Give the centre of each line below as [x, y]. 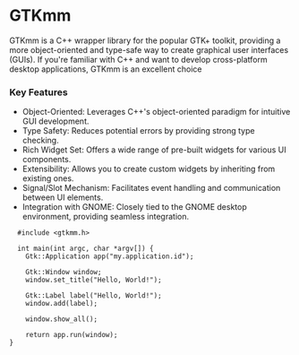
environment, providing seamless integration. [106, 217]
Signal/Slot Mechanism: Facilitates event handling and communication [151, 188]
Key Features [39, 92]
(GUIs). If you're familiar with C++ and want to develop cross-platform [139, 59]
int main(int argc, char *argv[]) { [85, 249]
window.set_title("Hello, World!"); [94, 280]
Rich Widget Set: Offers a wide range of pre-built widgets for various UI [154, 150]
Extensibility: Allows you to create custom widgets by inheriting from [149, 169]
